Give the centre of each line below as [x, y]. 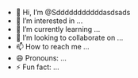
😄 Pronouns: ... [41, 58]
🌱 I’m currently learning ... [58, 29]
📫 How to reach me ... [52, 47]
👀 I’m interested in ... [49, 21]
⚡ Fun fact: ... [37, 67]
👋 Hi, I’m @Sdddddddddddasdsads [73, 12]
